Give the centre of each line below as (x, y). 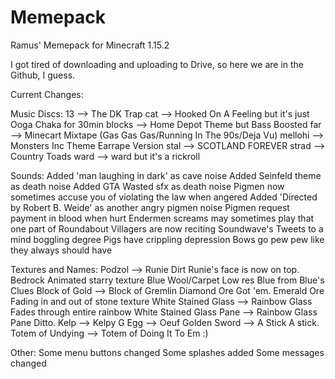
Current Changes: (47, 94)
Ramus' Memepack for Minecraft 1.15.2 (90, 45)
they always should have (61, 250)
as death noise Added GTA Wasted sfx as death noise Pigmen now (147, 186)
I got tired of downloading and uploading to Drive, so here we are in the (157, 64)
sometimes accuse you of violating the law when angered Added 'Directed (164, 197)
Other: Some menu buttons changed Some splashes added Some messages (167, 352)
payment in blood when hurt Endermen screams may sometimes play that (162, 218)
